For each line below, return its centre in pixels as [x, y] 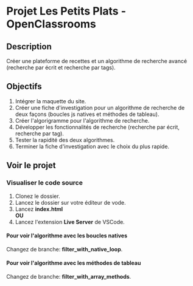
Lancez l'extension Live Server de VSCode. [70, 222]
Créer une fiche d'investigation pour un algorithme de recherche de [100, 107]
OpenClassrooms [51, 24]
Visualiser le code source [45, 183]
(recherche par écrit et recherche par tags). [61, 67]
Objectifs [24, 87]
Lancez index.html [39, 209]
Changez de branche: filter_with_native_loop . [65, 249]
